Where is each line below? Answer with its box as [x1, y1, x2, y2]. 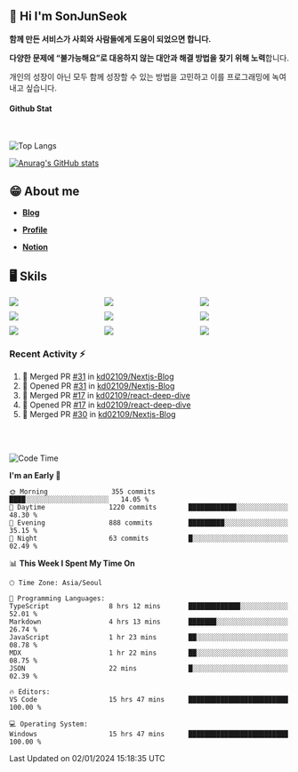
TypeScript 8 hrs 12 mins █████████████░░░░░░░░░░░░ [9, 602, 289, 611]
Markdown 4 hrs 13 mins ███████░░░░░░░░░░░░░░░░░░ [9, 617, 289, 627]
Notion [21, 242, 49, 253]
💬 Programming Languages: [9, 594, 105, 603]
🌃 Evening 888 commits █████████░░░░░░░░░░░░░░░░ [9, 519, 289, 527]
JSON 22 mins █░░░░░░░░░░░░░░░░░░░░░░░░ [9, 664, 289, 673]
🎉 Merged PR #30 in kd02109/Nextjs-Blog [21, 409, 176, 420]
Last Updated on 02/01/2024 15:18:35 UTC [9, 753, 166, 764]
